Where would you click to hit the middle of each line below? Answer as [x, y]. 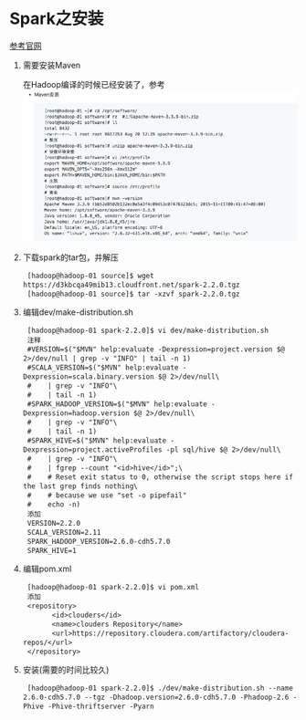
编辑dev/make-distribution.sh [78, 312]
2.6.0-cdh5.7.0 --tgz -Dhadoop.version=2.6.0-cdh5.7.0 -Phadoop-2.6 [156, 697]
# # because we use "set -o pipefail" [107, 495]
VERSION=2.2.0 [54, 523]
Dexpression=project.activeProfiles [92, 449]
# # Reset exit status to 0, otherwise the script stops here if [160, 477]
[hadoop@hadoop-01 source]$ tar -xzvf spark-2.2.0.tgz [133, 294]
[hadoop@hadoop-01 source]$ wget [90, 276]
